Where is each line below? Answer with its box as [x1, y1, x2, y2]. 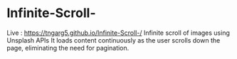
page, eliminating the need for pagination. [6, 43, 130, 52]
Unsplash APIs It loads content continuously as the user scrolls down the [6, 36, 221, 44]
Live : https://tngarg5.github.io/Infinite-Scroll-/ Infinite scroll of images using [6, 28, 231, 37]
